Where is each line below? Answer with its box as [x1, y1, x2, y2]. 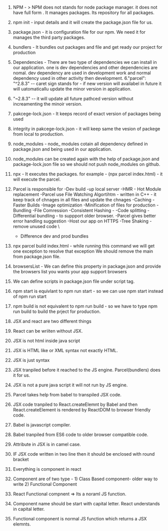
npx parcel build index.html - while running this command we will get [12, 243, 154, 249]
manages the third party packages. [12, 35, 85, 40]
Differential [12, 213, 36, 219]
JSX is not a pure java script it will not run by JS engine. [12, 382, 128, 388]
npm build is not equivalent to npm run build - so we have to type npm [12, 303, 158, 309]
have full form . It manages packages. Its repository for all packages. [12, 10, 154, 16]
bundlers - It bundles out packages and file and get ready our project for [12, 44, 163, 50]
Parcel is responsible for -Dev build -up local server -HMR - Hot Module [12, 186, 161, 192]
